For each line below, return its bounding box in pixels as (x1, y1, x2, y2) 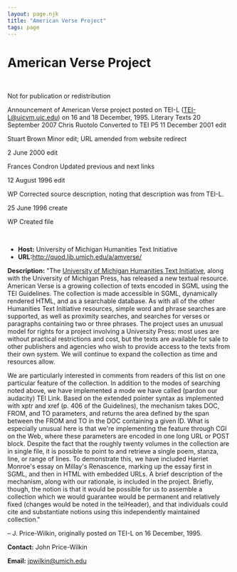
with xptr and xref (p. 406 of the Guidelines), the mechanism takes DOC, (7, 402, 220, 410)
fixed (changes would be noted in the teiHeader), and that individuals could (7, 500, 228, 509)
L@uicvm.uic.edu (7, 113, 58, 122)
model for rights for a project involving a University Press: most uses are (7, 327, 219, 336)
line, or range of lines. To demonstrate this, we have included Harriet (7, 454, 209, 464)
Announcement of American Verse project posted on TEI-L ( (7, 106, 184, 114)
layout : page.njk (7, 10, 59, 18)
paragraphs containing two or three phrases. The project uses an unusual (7, 320, 223, 328)
